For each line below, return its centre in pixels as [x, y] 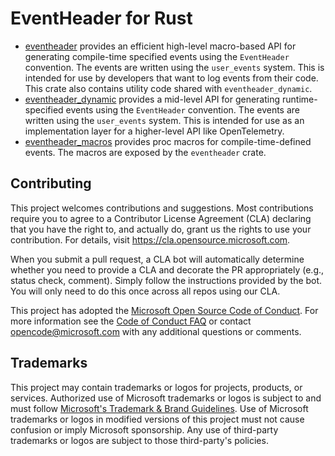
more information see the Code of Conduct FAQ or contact [131, 321]
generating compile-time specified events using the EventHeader [157, 56]
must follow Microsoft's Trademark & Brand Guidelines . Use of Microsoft [159, 408]
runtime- [299, 99]
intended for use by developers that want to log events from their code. [171, 78]
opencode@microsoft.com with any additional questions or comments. [156, 331]
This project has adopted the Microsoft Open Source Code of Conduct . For [164, 310]
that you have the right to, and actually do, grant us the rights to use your [161, 229]
